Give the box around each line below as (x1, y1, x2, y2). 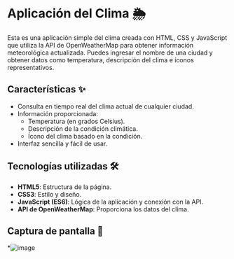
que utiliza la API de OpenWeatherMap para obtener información (7, 41, 194, 49)
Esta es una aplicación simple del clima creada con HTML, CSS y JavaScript (7, 33, 228, 42)
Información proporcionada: (17, 109, 98, 118)
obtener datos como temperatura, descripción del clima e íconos (7, 55, 194, 64)
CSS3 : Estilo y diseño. (17, 190, 82, 198)
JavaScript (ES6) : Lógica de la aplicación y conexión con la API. (17, 197, 204, 206)
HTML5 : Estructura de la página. (17, 183, 112, 191)
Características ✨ (7, 83, 86, 95)
